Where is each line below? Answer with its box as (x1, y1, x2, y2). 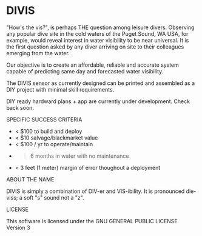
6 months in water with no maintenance (30, 152, 129, 160)
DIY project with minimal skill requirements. (6, 86, 115, 93)
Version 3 (6, 224, 30, 231)
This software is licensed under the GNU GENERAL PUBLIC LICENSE (6, 217, 178, 224)
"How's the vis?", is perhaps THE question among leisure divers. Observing (6, 24, 195, 31)
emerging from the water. (6, 49, 70, 56)
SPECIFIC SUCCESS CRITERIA (6, 116, 82, 123)
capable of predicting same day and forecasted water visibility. (6, 67, 164, 75)
